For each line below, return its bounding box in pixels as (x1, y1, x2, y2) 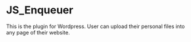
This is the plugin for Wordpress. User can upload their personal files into (6, 23, 185, 30)
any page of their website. (6, 29, 70, 36)
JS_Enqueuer (6, 3, 74, 17)
